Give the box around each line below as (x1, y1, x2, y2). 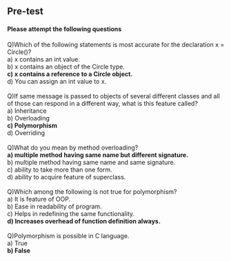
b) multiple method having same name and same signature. (7, 158, 176, 166)
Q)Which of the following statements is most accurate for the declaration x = (7, 40, 225, 48)
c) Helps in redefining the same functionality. (7, 209, 135, 217)
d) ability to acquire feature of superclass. (7, 172, 126, 181)
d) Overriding (7, 128, 46, 137)
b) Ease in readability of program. (7, 202, 102, 210)
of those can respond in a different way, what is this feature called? (7, 99, 199, 107)
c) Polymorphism (7, 121, 57, 129)
